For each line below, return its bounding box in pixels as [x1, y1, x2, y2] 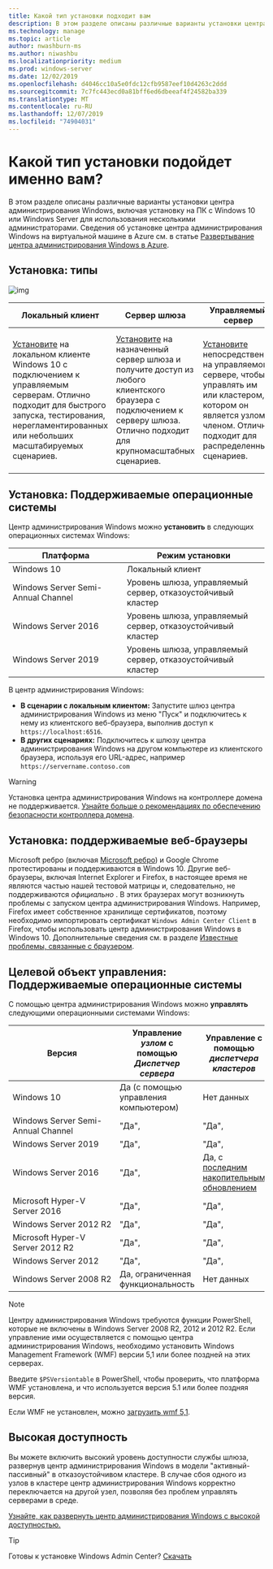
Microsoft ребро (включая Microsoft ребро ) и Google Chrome [8, 855, 219, 865]
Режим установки [157, 550, 231, 561]
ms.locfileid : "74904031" [8, 118, 96, 126]
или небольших [12, 430, 74, 441]
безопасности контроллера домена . [8, 810, 135, 820]
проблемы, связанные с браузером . [8, 942, 135, 951]
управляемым [12, 379, 69, 390]
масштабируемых [12, 440, 84, 451]
